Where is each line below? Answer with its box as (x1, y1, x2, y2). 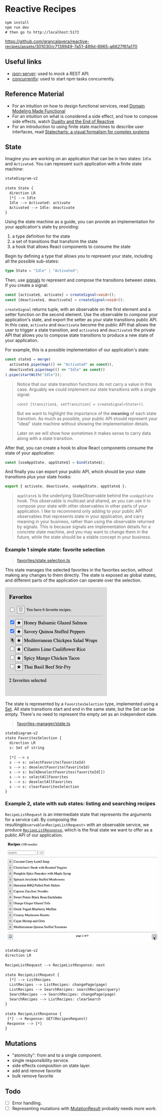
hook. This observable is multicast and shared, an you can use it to (16, 498, 151, 504)
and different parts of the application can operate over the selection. (5, 577, 142, 583)
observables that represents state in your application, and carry (16, 513, 145, 519)
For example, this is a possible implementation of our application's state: (5, 347, 149, 353)
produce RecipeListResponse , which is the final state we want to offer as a (5, 827, 153, 832)
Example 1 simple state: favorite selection (5, 547, 105, 553)
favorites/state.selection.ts (16, 557, 70, 563)
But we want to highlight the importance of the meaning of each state (16, 410, 157, 416)
